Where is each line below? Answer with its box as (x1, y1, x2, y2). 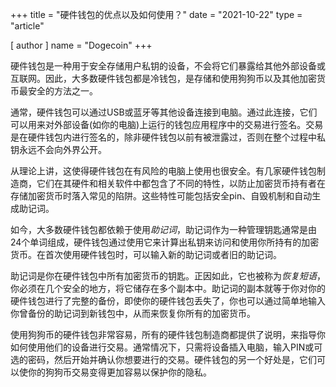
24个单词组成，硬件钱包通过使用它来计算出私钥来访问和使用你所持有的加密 (10, 236, 320, 248)
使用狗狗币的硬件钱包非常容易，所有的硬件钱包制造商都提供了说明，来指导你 (10, 329, 326, 340)
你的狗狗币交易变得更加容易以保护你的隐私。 (27, 366, 212, 378)
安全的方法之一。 (27, 85, 98, 97)
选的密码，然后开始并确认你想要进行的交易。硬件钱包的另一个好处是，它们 (10, 354, 317, 365)
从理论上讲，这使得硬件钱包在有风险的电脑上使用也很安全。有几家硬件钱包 (10, 165, 317, 177)
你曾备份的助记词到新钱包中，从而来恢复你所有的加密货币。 (10, 308, 256, 319)
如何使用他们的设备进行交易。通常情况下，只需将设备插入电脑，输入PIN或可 (10, 341, 323, 353)
